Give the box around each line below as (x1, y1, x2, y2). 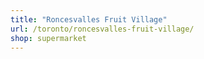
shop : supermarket (10, 33, 87, 43)
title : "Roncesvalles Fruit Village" (10, 14, 168, 25)
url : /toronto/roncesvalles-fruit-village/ (10, 24, 195, 34)
